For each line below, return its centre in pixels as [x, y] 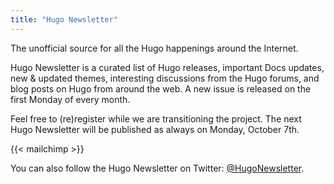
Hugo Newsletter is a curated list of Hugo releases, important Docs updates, [167, 67]
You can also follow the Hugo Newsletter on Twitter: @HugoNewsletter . [157, 168]
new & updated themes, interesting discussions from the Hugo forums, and [165, 78]
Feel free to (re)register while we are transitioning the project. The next [156, 118]
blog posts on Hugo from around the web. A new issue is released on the [161, 88]
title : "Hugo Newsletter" [64, 19]
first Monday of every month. [70, 99]
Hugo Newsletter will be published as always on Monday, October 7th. [155, 129]
